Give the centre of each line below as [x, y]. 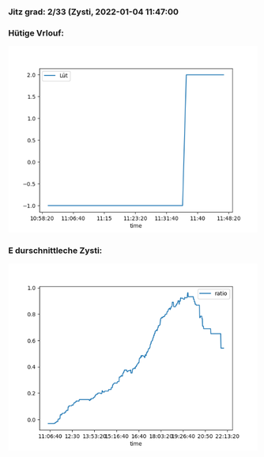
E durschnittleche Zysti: [55, 251]
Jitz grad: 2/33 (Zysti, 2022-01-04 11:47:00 [94, 12]
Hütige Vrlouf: [36, 32]
